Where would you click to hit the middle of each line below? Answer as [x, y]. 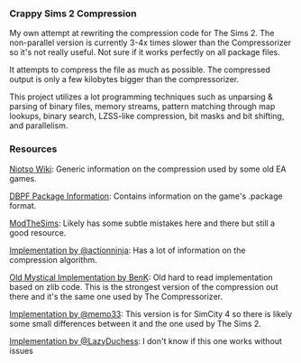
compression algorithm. [53, 259]
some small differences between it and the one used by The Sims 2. [135, 323]
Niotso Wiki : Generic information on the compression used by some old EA [148, 169]
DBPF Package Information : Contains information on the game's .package [146, 196]
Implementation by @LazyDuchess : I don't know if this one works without [146, 340]
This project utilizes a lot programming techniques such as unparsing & [141, 97]
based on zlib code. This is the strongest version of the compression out [144, 286]
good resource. [38, 232]
